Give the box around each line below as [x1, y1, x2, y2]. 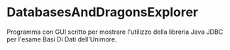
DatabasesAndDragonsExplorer [6, 4, 199, 20]
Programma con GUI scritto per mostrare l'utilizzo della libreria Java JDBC [6, 27, 224, 36]
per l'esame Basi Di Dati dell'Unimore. [6, 35, 117, 43]
